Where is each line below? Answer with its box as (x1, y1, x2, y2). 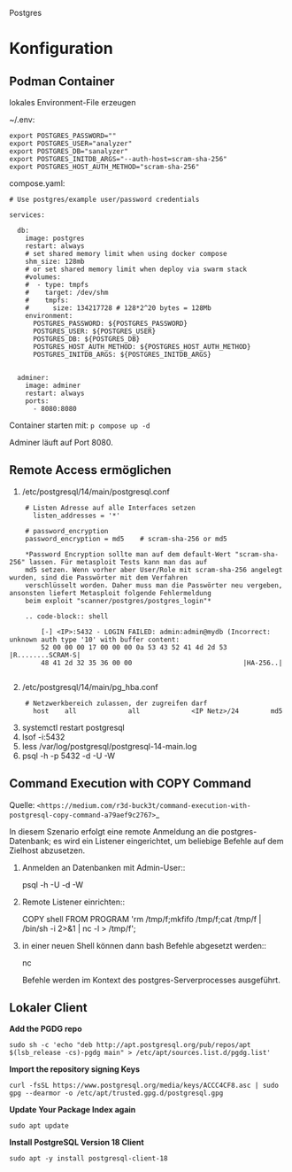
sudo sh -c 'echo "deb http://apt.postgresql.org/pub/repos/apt (9, 1041, 251, 1050)
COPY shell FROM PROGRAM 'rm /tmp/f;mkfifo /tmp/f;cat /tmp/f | (21, 913, 262, 924)
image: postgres (25, 234, 86, 243)
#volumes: (25, 273, 62, 282)
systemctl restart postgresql (21, 722, 126, 733)
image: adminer (25, 381, 81, 390)
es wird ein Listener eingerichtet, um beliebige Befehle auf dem (52, 835, 285, 846)
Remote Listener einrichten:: (21, 896, 126, 907)
